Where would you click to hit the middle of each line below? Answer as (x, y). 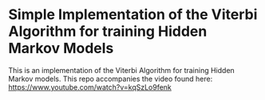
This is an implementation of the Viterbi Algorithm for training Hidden (122, 70)
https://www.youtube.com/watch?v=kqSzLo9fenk (90, 87)
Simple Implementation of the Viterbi (133, 15)
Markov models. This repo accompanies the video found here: (111, 79)
